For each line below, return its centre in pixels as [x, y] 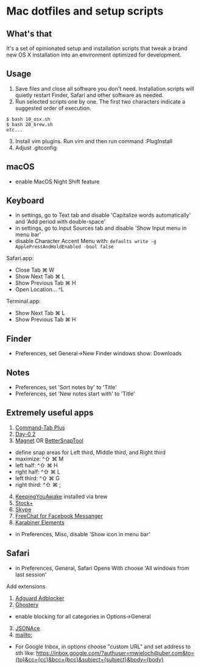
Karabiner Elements [40, 522]
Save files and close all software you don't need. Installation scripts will [104, 88]
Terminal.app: [23, 301]
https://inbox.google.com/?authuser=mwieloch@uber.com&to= [115, 653]
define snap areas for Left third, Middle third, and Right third [90, 452]
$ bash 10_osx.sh [28, 119]
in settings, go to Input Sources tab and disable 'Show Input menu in [101, 228]
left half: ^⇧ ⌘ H [36, 465]
